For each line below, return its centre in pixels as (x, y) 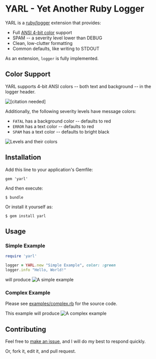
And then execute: (24, 188)
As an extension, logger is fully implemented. (52, 58)
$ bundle (14, 197)
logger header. (20, 92)
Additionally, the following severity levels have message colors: (71, 111)
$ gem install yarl (26, 216)
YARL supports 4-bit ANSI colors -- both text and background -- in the (78, 86)
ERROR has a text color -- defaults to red (53, 126)
